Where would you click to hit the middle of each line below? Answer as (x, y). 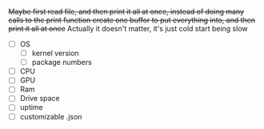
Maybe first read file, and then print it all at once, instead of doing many (126, 12)
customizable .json (51, 116)
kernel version (55, 53)
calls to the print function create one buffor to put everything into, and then (132, 20)
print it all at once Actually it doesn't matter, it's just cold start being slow (128, 28)
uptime (32, 107)
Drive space (40, 99)
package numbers (62, 62)
